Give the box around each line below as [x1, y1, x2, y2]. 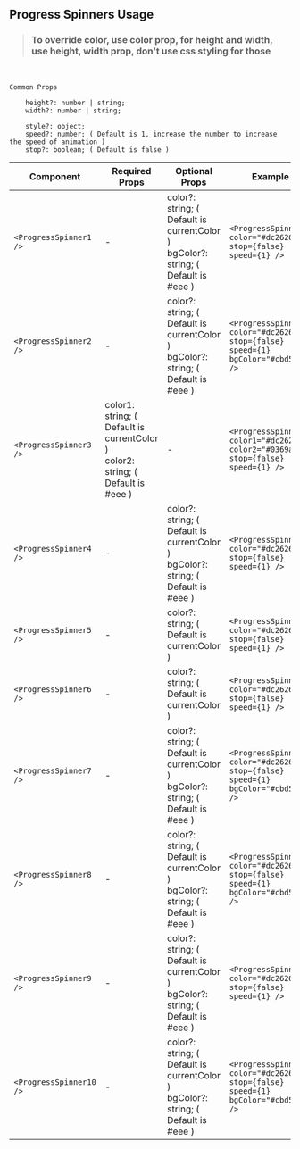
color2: [104, 454, 136, 467]
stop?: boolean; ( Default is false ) [25, 145, 170, 154]
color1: [104, 398, 136, 411]
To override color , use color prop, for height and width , [30, 34, 273, 46]
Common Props [9, 82, 58, 92]
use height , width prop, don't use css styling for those [30, 45, 271, 57]
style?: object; [25, 121, 87, 130]
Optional [175, 164, 212, 177]
